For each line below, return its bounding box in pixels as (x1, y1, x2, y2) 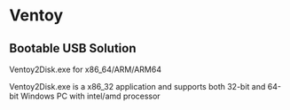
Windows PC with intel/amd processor (20, 90, 161, 101)
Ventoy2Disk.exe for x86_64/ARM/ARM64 (9, 64, 162, 75)
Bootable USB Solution (9, 41, 137, 56)
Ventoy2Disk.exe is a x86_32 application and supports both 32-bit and (9, 82, 266, 91)
